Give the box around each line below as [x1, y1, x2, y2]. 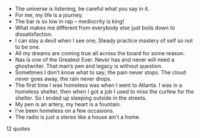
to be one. [14, 43, 41, 50]
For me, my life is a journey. [14, 11, 83, 19]
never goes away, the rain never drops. [14, 75, 112, 82]
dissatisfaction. [14, 31, 53, 38]
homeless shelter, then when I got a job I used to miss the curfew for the [14, 88, 194, 95]
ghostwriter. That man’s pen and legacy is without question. [14, 62, 163, 70]
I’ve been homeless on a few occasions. [14, 107, 115, 114]
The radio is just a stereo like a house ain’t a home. [14, 113, 141, 121]
